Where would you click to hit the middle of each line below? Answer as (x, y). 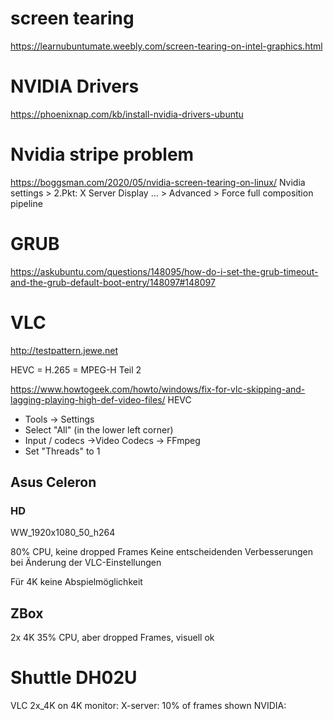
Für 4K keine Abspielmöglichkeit (76, 582)
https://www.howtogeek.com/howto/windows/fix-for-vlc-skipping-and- (158, 389)
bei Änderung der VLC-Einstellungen (86, 563)
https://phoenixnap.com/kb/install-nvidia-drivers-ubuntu (127, 114)
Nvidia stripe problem (102, 154)
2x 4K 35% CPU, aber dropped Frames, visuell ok (112, 638)
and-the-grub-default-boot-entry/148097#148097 (113, 282)
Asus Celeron (53, 482)
